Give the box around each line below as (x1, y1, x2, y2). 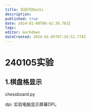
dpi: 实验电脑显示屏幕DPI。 (5, 101, 59, 107)
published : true (5, 16, 38, 21)
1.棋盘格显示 (5, 78, 42, 86)
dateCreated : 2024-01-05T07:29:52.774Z (5, 35, 86, 40)
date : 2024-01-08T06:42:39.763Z (5, 21, 71, 26)
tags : (5, 25, 16, 30)
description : (5, 12, 32, 17)
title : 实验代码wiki (5, 7, 44, 12)
